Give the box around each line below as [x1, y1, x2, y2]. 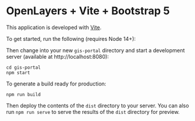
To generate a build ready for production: [6, 80, 106, 87]
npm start [6, 69, 31, 75]
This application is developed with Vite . [6, 24, 102, 31]
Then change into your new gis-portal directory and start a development [6, 46, 185, 54]
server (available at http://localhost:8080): [6, 53, 109, 60]
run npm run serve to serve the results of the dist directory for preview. [6, 108, 180, 115]
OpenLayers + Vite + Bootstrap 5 [6, 4, 170, 18]
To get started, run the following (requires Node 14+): [6, 35, 136, 42]
